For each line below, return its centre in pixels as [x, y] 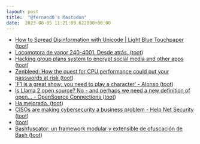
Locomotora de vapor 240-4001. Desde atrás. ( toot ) [79, 53]
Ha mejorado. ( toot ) [39, 103]
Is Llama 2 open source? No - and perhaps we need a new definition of [102, 91]
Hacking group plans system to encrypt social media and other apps [99, 59]
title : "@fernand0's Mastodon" [46, 17]
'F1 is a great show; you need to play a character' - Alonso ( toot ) [94, 84]
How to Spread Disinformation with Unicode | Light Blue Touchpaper [99, 40]
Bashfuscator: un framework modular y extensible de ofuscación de [99, 128]
